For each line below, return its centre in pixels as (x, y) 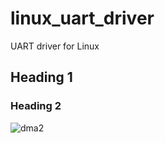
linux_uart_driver (82, 18)
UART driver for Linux (55, 46)
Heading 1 (41, 77)
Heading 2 (36, 106)
